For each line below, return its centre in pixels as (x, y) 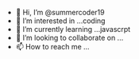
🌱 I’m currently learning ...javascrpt (73, 29)
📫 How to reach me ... (52, 47)
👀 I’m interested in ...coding (60, 21)
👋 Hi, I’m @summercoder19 (60, 12)
